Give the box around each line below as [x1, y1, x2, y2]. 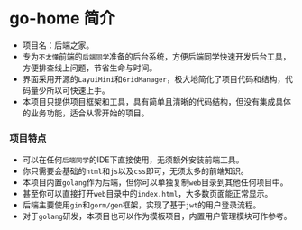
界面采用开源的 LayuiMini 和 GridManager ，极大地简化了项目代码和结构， [22, 73, 286, 84]
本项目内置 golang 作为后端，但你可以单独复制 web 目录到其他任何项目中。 [22, 177, 288, 188]
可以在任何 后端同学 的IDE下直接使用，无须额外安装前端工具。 [22, 154, 244, 165]
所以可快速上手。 [46, 85, 110, 96]
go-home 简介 [9, 8, 115, 29]
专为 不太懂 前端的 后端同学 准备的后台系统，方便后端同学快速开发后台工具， [22, 51, 291, 61]
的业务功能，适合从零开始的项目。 [22, 107, 150, 118]
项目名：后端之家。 [22, 40, 95, 51]
